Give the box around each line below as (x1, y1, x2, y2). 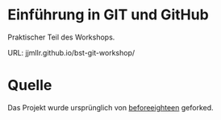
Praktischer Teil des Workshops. (7, 32, 115, 42)
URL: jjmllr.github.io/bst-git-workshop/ (7, 48, 135, 57)
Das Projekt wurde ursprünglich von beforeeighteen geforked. (7, 102, 215, 112)
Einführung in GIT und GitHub (7, 6, 209, 24)
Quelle (7, 77, 52, 94)
